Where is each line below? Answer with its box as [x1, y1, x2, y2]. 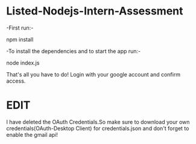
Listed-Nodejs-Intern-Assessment [6, 4, 183, 18]
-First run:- [6, 24, 34, 31]
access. [6, 77, 26, 84]
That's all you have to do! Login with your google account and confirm [6, 70, 181, 78]
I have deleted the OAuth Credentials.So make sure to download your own [6, 118, 190, 125]
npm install [6, 36, 34, 43]
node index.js [6, 59, 40, 66]
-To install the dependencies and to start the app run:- [6, 47, 141, 55]
